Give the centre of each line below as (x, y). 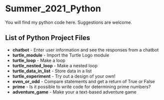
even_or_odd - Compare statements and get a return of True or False (84, 81)
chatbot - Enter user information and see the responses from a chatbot (85, 50)
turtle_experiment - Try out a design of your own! (64, 76)
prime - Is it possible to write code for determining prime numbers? (82, 87)
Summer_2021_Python (53, 9)
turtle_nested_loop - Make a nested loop (55, 65)
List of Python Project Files (48, 38)
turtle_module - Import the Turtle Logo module (61, 55)
